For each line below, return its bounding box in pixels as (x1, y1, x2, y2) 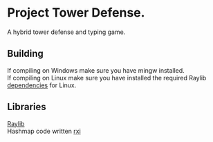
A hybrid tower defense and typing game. (7, 28, 126, 36)
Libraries (7, 101, 46, 113)
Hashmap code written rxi (7, 127, 81, 135)
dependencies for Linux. (7, 81, 77, 89)
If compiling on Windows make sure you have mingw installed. (7, 66, 185, 74)
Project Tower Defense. (7, 5, 145, 21)
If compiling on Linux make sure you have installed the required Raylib (7, 73, 207, 82)
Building (7, 48, 44, 60)
